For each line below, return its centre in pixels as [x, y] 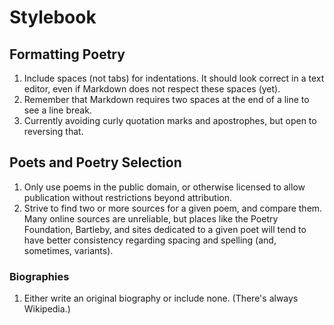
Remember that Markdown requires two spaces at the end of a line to [166, 99]
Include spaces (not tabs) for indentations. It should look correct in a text [174, 78]
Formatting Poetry [67, 54]
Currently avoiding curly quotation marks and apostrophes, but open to [170, 120]
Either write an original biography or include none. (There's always [161, 298]
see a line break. [57, 110]
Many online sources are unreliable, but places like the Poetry [151, 218]
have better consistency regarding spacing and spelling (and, [150, 240]
